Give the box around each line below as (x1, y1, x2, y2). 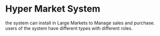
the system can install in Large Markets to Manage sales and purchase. (5, 20, 155, 26)
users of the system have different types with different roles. (5, 25, 133, 31)
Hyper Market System (5, 3, 101, 15)
